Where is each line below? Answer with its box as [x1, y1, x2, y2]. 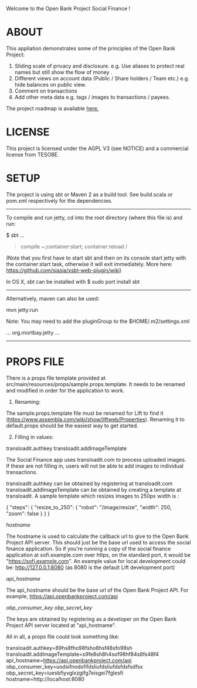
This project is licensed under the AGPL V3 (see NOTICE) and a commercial [6, 145, 189, 152]
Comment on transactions [14, 87, 77, 94]
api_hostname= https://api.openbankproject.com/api [6, 656, 132, 664]
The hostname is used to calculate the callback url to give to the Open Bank [6, 533, 189, 540]
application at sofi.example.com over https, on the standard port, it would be [6, 551, 191, 558]
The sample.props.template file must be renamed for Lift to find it [6, 410, 164, 417]
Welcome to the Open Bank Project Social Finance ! [6, 5, 131, 12]
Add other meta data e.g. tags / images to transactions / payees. [14, 93, 171, 100]
